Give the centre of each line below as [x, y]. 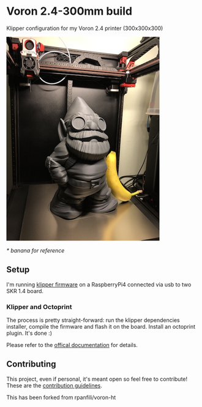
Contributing [31, 364]
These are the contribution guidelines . [54, 385]
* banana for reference [36, 250]
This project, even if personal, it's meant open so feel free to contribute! [97, 379]
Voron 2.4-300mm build [69, 11]
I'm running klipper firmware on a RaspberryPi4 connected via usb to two [99, 284]
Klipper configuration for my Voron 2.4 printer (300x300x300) [85, 28]
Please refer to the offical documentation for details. [72, 345]
